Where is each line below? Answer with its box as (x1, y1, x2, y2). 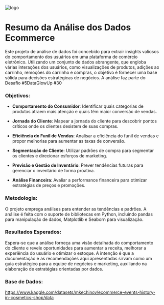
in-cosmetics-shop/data (5, 295, 54, 301)
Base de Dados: (5, 278, 43, 285)
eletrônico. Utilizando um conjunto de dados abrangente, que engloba (5, 59, 146, 65)
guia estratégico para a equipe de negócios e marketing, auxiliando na (5, 261, 147, 267)
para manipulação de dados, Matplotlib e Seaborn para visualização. (5, 216, 143, 222)
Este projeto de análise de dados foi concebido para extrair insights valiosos (5, 48, 159, 54)
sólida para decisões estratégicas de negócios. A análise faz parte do (5, 74, 146, 81)
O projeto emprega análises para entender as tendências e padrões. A (5, 206, 147, 212)
